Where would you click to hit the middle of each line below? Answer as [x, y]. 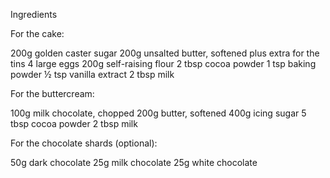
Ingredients [34, 14]
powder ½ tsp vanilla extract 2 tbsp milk [92, 74]
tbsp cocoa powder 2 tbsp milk [74, 123]
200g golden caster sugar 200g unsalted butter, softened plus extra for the [165, 53]
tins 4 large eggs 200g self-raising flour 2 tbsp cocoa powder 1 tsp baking [163, 63]
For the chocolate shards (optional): [84, 143]
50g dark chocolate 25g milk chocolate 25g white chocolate [134, 162]
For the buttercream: [52, 93]
